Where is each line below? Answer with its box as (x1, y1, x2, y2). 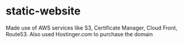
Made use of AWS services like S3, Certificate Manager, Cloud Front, (5, 24, 178, 31)
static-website (5, 4, 81, 18)
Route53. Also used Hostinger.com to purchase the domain (5, 30, 153, 37)
